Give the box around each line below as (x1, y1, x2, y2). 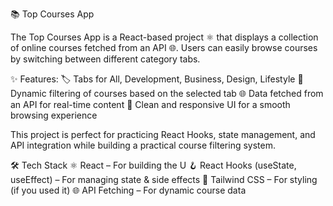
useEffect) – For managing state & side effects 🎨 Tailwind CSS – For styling (10, 174, 318, 185)
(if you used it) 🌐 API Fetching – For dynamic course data (10, 184, 247, 196)
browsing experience (10, 109, 98, 121)
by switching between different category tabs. (10, 53, 201, 65)
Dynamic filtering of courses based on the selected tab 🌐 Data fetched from (10, 88, 324, 99)
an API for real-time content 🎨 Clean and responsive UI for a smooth (10, 99, 291, 110)
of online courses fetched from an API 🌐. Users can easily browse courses (10, 42, 318, 53)
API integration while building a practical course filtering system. (10, 139, 277, 151)
